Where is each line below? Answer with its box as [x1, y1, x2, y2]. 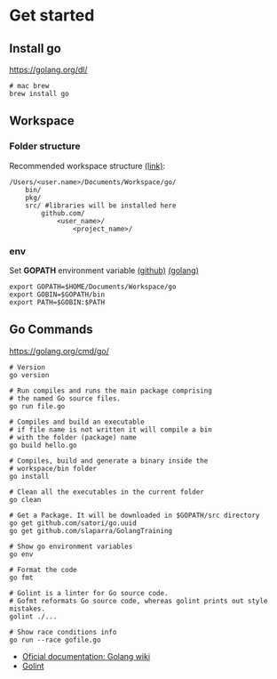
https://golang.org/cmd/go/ [9, 345, 109, 356]
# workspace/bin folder [9, 464, 98, 473]
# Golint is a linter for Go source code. [9, 588, 169, 597]
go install [9, 472, 50, 481]
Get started [9, 5, 95, 26]
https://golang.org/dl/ [9, 64, 88, 75]
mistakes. [9, 604, 46, 613]
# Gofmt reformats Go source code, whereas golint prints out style [9, 596, 268, 605]
